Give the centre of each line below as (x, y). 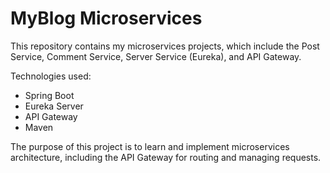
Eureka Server (54, 106)
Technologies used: (51, 76)
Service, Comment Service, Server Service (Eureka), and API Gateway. (156, 56)
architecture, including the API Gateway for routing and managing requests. (166, 157)
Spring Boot (49, 95)
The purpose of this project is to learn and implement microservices (150, 146)
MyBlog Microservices (106, 18)
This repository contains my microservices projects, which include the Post (165, 46)
